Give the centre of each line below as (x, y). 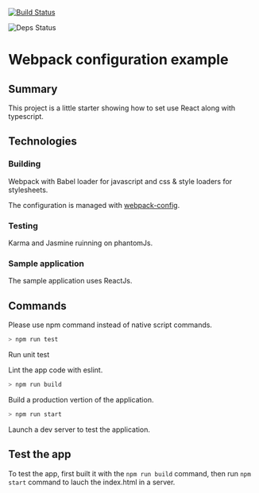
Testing (23, 225)
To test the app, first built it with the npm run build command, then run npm (130, 473)
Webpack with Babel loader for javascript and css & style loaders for (120, 181)
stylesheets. (28, 190)
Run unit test (29, 354)
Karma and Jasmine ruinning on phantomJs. (81, 243)
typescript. (26, 116)
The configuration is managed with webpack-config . (94, 205)
